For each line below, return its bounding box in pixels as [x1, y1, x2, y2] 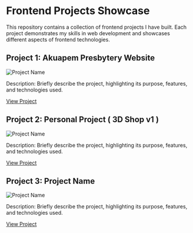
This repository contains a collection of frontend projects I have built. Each [6, 23, 187, 31]
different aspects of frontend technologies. [6, 36, 110, 43]
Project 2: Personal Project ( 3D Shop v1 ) [6, 114, 159, 124]
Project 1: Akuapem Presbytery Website [6, 53, 155, 63]
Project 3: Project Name [6, 176, 95, 186]
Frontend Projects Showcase [6, 4, 150, 18]
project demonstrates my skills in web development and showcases [6, 29, 171, 36]
